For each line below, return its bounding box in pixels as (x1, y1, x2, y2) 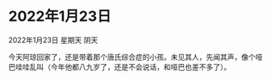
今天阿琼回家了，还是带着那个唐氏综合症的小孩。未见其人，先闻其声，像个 (8, 52, 256, 61)
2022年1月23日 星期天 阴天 (8, 35, 98, 45)
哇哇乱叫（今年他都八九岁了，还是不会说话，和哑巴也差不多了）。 (15, 61, 231, 72)
